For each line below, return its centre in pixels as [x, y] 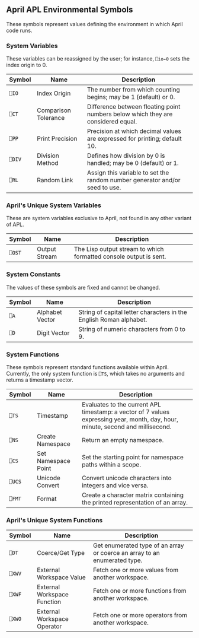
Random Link [55, 180]
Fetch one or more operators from [140, 615]
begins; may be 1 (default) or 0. [131, 97]
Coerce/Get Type [60, 553]
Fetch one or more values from [136, 570]
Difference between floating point [134, 107]
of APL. [15, 224]
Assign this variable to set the [128, 173]
